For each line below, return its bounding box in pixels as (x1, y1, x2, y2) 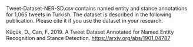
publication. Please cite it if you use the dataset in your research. (6, 17, 164, 24)
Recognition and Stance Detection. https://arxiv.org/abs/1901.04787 (6, 35, 171, 41)
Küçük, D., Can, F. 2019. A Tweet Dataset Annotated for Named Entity (6, 28, 174, 35)
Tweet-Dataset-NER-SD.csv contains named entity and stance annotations (6, 5, 187, 12)
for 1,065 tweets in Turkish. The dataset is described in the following (6, 11, 172, 18)
